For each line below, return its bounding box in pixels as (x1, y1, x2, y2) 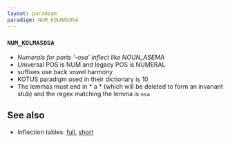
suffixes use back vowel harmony (17, 67, 113, 76)
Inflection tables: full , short (17, 128, 94, 136)
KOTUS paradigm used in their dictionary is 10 (17, 75, 148, 83)
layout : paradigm (7, 10, 57, 17)
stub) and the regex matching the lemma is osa (17, 89, 151, 98)
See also (7, 109, 45, 121)
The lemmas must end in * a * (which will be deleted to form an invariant (17, 82, 223, 90)
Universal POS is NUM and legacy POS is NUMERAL (17, 60, 166, 69)
